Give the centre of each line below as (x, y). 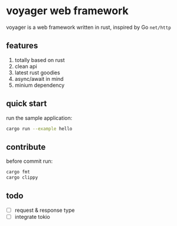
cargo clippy (22, 178)
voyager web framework (67, 11)
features (22, 46)
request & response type (45, 210)
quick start (27, 104)
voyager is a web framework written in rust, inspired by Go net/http (88, 27)
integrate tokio (32, 217)
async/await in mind (39, 78)
